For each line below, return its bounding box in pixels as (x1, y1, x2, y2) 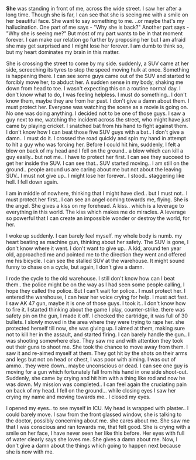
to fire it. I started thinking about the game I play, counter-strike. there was (6, 306, 185, 313)
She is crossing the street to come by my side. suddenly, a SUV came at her (6, 60, 189, 67)
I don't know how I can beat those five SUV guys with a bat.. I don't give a (6, 128, 184, 136)
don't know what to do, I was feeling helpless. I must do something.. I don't (6, 91, 187, 98)
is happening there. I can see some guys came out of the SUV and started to (6, 73, 191, 79)
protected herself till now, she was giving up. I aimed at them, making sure (6, 325, 185, 332)
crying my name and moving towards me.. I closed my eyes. (6, 393, 151, 400)
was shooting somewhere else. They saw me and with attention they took (6, 337, 183, 344)
